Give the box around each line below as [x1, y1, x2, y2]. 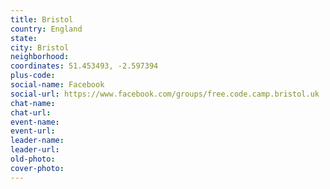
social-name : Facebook [10, 80, 105, 90]
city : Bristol [10, 42, 70, 53]
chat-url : [10, 107, 52, 118]
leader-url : [10, 145, 60, 155]
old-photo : [10, 154, 56, 164]
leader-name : [10, 136, 65, 146]
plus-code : [10, 71, 56, 81]
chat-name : [10, 98, 56, 108]
